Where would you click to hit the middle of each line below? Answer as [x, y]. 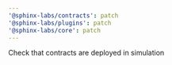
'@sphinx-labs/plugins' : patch [60, 23]
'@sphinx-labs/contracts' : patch [63, 15]
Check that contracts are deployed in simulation [86, 53]
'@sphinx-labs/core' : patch [55, 30]
